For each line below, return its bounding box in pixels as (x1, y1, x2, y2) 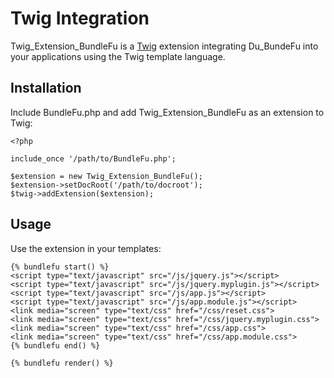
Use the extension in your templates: (10, 242, 162, 254)
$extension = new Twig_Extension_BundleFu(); (10, 171, 203, 181)
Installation (10, 80, 82, 97)
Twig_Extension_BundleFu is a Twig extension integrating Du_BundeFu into (10, 40, 319, 52)
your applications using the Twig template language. (10, 50, 226, 62)
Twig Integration (10, 7, 150, 30)
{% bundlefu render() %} (10, 358, 114, 368)
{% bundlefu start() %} (10, 262, 110, 272)
